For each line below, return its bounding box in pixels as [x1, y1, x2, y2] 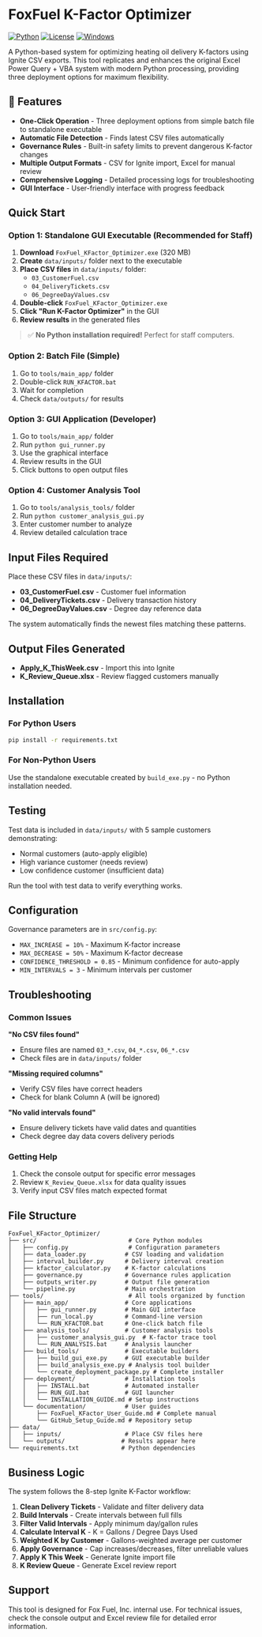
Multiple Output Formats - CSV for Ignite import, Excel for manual [19, 158, 235, 168]
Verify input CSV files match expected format [19, 1186, 167, 1195]
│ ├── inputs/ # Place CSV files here [8, 1431, 203, 1439]
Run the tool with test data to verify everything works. [8, 881, 183, 890]
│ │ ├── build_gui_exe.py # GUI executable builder [8, 1354, 211, 1363]
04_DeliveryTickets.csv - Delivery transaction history [19, 595, 197, 605]
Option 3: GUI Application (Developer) [8, 413, 156, 424]
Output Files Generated [8, 642, 125, 655]
